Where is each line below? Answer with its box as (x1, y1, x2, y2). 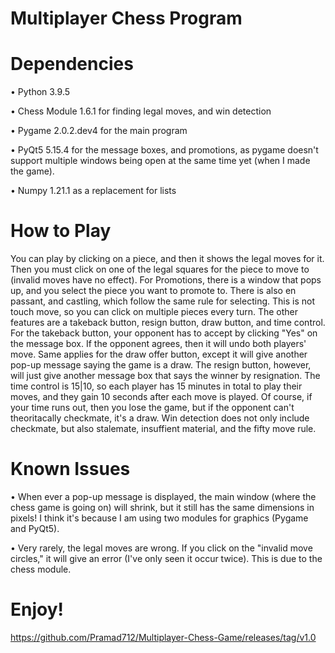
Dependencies (10, 53, 134, 76)
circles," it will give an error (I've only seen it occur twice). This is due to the (10, 553, 323, 564)
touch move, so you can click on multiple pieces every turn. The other (10, 306, 298, 318)
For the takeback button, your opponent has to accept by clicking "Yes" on (10, 327, 318, 339)
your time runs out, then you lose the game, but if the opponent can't (10, 402, 295, 414)
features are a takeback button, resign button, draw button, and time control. (10, 317, 326, 329)
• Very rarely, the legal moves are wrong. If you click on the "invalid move (10, 542, 313, 554)
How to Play (10, 220, 112, 242)
